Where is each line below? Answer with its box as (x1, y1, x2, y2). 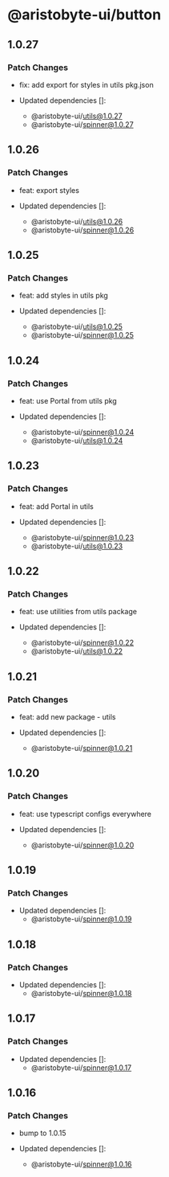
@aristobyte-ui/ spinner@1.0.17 (30, 1063, 132, 1072)
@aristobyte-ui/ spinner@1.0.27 (30, 119, 134, 129)
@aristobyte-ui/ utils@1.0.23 (30, 541, 123, 551)
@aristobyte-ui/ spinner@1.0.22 (30, 638, 134, 648)
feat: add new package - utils (18, 712, 117, 721)
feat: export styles (18, 185, 79, 195)
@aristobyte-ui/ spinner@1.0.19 (30, 914, 133, 924)
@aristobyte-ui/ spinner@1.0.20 (30, 840, 135, 850)
